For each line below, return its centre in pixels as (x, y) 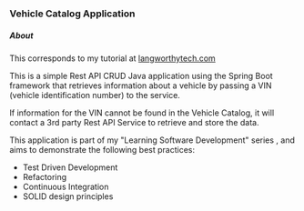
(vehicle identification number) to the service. (95, 95)
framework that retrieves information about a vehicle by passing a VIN (141, 85)
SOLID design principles (68, 196)
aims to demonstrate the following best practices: (102, 149)
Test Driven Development (70, 167)
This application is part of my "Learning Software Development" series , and (152, 140)
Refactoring (45, 176)
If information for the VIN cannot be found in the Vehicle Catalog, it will (142, 113)
